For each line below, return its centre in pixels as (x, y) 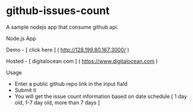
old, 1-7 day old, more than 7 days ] (57, 102)
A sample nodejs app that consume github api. (62, 27)
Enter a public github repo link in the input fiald (71, 84)
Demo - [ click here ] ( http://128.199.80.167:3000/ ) (68, 50)
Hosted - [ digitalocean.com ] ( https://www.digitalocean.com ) (82, 61)
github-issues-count (58, 11)
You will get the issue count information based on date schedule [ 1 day (101, 96)
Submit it (25, 90)
